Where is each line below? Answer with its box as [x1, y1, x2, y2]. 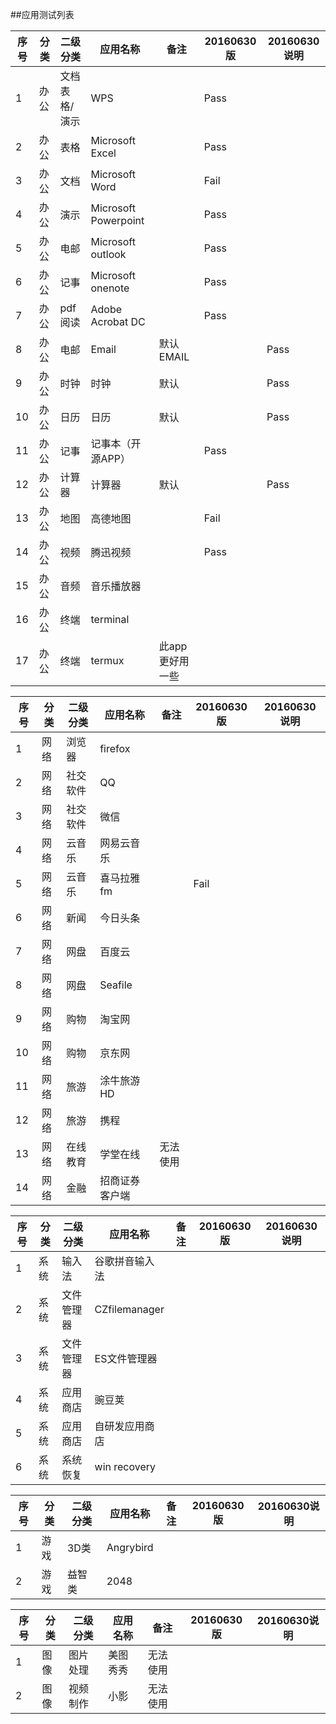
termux [90, 654, 125, 667]
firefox [99, 742, 131, 755]
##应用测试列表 [10, 9, 75, 20]
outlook [90, 248, 127, 261]
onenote [90, 281, 130, 295]
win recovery [94, 1460, 157, 1473]
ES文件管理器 [94, 1352, 158, 1365]
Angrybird [106, 1541, 154, 1554]
